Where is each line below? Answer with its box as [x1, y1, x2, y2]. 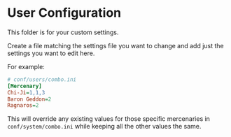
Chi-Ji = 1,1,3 [7, 89, 45, 96]
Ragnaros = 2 [7, 102, 39, 109]
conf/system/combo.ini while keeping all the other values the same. [7, 122, 202, 131]
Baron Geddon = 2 [7, 96, 52, 103]
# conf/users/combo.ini [7, 75, 77, 83]
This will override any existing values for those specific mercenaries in [7, 115, 210, 123]
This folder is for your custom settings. [7, 28, 119, 36]
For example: [7, 62, 45, 71]
